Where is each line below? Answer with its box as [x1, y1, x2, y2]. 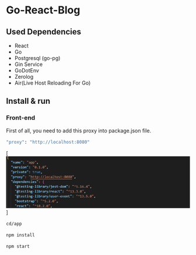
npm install [6, 232, 35, 238]
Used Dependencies [6, 27, 82, 37]
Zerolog [14, 74, 34, 80]
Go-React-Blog [6, 4, 80, 17]
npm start [6, 243, 30, 249]
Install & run [6, 96, 51, 106]
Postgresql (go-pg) [14, 55, 61, 61]
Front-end [6, 114, 36, 122]
